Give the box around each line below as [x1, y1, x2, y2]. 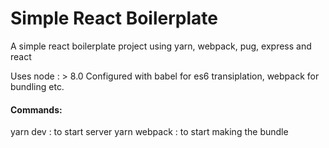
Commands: [10, 103, 63, 116]
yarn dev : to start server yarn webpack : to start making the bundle [10, 126, 289, 138]
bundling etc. [10, 80, 65, 92]
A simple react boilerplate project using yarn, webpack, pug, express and [10, 40, 312, 52]
